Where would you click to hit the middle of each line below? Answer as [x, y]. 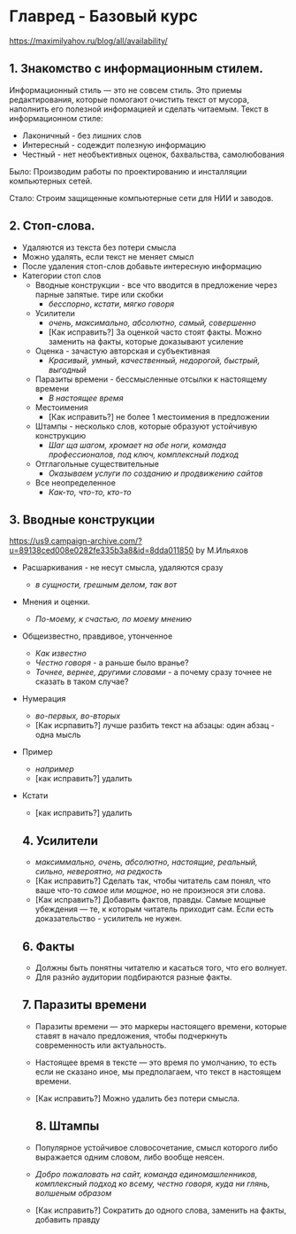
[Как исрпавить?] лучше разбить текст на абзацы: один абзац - [155, 726]
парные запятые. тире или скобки [99, 294]
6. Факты [48, 947]
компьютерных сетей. [51, 181]
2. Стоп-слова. [52, 226]
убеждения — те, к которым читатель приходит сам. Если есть [154, 909]
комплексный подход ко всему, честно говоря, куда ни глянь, [152, 1184]
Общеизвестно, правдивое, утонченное [97, 636]
